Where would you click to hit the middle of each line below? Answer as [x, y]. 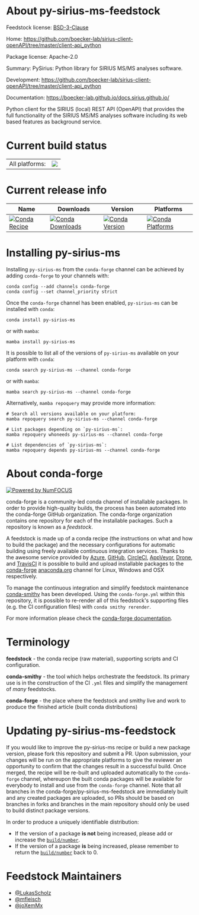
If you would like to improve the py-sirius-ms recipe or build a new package [98, 747]
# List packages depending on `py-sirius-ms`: [65, 429]
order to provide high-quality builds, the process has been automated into [96, 508]
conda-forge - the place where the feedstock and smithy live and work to [96, 700]
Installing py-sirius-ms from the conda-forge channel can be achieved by [95, 269]
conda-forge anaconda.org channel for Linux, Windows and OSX [85, 570]
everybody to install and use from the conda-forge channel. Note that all [94, 785]
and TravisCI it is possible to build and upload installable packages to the [95, 563]
